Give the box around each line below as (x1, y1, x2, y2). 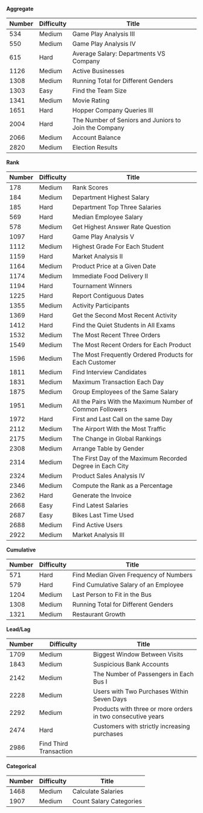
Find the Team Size (72, 87, 127, 94)
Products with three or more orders (93, 705, 193, 713)
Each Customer (72, 358, 117, 366)
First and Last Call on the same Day (72, 415, 173, 423)
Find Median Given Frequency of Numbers (72, 571, 193, 579)
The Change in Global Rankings (72, 435, 162, 443)
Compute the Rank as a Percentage (72, 481, 173, 490)
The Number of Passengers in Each (93, 670, 194, 678)
